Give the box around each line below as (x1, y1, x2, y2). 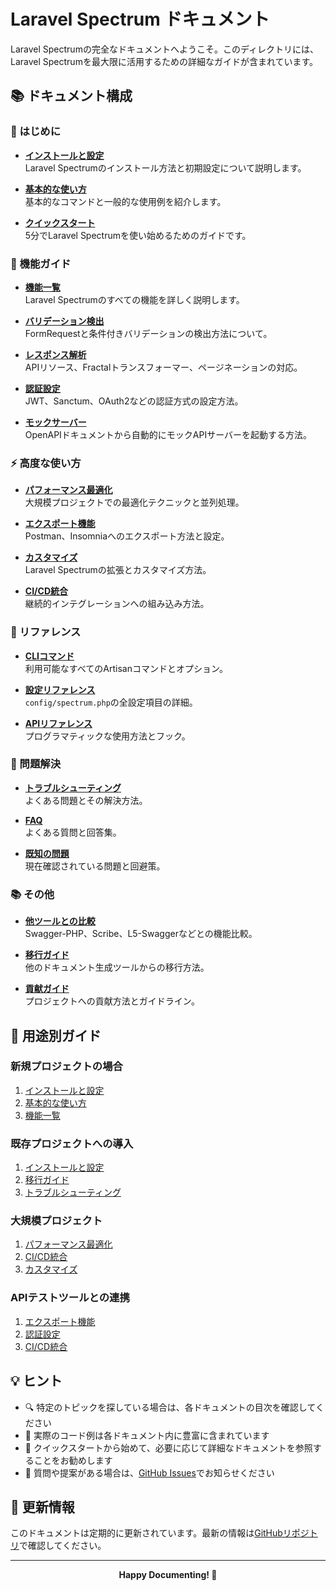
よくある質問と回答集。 (24, 826, 122, 838)
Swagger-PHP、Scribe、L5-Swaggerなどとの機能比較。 (24, 928, 258, 940)
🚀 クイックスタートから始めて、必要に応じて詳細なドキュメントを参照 (24, 1441, 313, 1454)
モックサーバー (24, 416, 87, 428)
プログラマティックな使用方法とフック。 (24, 730, 191, 742)
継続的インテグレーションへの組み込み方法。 (24, 598, 210, 610)
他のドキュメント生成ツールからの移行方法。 (24, 961, 210, 974)
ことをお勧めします (33, 1454, 113, 1466)
